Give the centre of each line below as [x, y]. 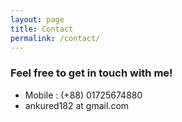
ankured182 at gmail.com [77, 105]
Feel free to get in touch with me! [91, 73]
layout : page [37, 19]
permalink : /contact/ [55, 38]
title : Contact [42, 29]
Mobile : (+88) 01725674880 [83, 95]
